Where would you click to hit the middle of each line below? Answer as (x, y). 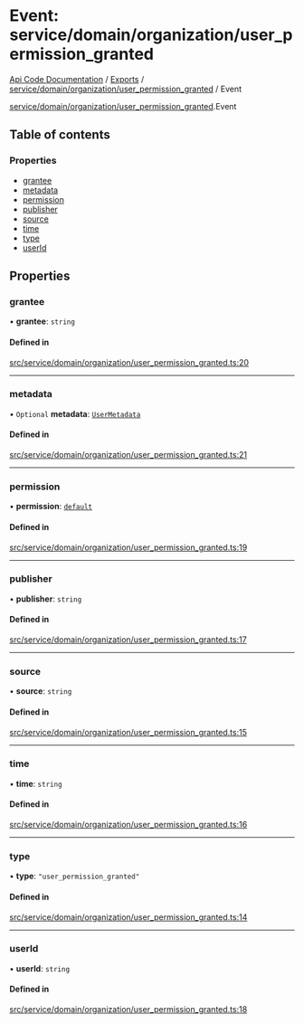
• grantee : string (42, 321)
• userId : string (40, 968)
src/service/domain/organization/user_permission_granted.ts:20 (129, 362)
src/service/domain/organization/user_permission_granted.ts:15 (128, 732)
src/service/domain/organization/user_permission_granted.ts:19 (128, 547)
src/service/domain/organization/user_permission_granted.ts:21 (128, 455)
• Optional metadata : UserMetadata (75, 413)
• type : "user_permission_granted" (75, 876)
